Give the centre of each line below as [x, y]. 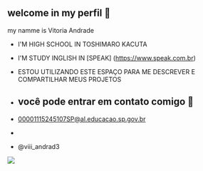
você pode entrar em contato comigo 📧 [106, 102]
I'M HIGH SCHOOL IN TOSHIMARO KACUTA [82, 44]
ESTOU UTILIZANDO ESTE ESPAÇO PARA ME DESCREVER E [106, 71]
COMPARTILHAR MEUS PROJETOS [69, 79]
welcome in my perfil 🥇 [59, 13]
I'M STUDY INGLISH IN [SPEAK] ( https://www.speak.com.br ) [106, 58]
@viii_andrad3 [38, 146]
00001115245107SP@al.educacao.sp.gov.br [82, 119]
